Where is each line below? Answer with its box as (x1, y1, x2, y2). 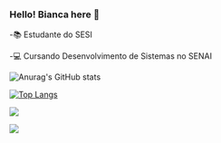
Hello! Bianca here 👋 (9, 8, 100, 21)
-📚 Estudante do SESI (9, 29, 93, 40)
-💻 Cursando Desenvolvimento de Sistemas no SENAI (9, 51, 213, 62)
